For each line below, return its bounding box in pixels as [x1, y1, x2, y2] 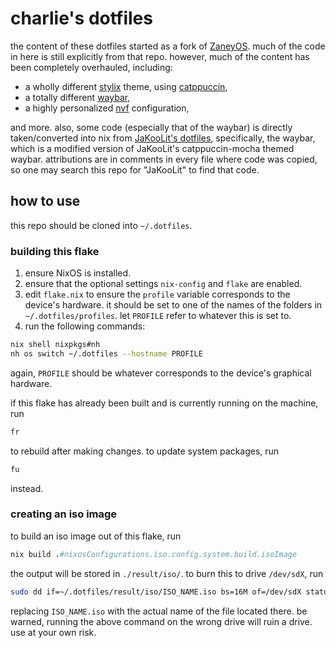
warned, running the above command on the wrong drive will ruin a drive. [10, 615, 313, 627]
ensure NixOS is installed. [24, 267, 132, 279]
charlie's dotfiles [10, 7, 153, 30]
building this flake [10, 244, 100, 258]
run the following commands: [24, 320, 146, 332]
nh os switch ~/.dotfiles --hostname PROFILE [10, 348, 203, 359]
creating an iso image [10, 507, 118, 521]
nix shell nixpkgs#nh [10, 340, 101, 350]
